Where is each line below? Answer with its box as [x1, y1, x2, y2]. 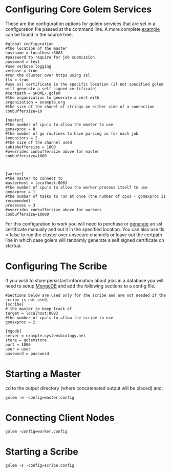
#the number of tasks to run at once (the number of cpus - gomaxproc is [5, 194, 166, 199]
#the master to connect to [5, 176, 63, 181]
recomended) [5, 198, 31, 203]
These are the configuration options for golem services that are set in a [5, 20, 156, 27]
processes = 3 [5, 202, 36, 208]
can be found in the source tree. [5, 31, 73, 37]
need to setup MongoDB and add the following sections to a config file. [5, 283, 156, 289]
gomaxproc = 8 [5, 127, 36, 132]
